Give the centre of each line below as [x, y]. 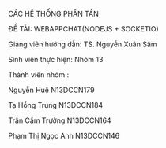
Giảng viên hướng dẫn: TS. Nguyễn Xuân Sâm [83, 44]
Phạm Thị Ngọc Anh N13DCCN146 [64, 136]
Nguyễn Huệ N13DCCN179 [51, 90]
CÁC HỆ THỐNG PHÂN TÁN [53, 14]
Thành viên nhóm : [39, 75]
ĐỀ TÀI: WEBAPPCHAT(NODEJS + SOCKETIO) [84, 29]
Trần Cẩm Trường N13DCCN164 [60, 120]
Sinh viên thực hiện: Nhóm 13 [56, 59]
